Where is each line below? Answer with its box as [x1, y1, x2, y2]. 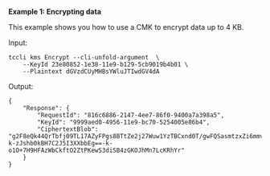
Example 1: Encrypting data [8, 7, 102, 16]
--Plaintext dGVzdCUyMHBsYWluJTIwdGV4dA [22, 68, 160, 76]
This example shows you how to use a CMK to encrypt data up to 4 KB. [8, 23, 244, 31]
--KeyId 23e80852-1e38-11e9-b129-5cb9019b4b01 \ [22, 60, 189, 68]
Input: [8, 38, 28, 47]
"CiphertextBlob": [37, 125, 99, 133]
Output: [8, 82, 34, 91]
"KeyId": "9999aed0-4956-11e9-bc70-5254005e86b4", [37, 118, 211, 126]
